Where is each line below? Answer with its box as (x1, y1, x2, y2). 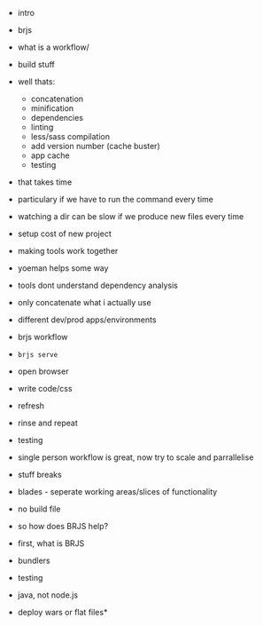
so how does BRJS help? (17, 521, 109, 531)
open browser (17, 366, 69, 376)
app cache (30, 150, 70, 161)
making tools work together (17, 246, 119, 256)
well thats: (17, 76, 56, 87)
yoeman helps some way (17, 263, 109, 273)
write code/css (17, 384, 73, 393)
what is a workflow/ (17, 42, 90, 52)
